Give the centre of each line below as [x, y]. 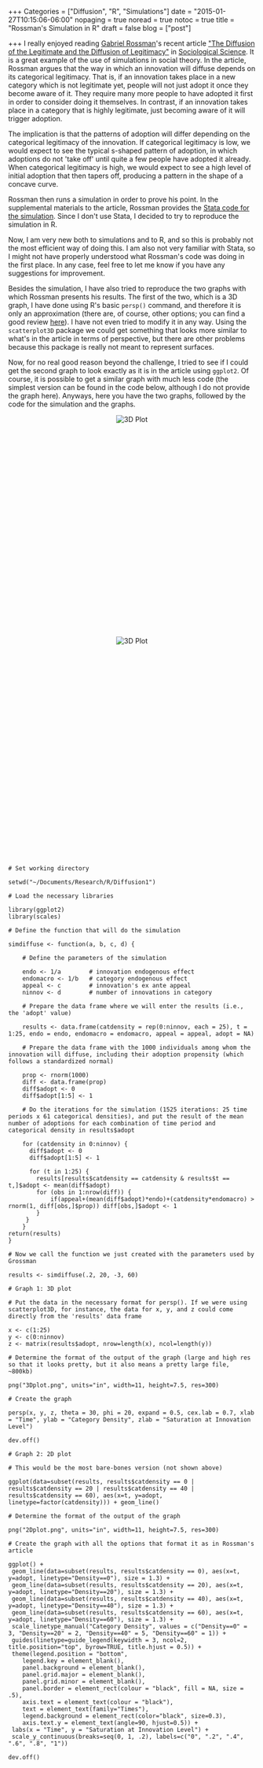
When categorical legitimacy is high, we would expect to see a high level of [130, 167]
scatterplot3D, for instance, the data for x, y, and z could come [121, 1310]
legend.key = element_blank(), [73, 1661]
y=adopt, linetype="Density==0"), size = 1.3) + [89, 1578]
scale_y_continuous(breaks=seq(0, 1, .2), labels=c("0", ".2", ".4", [128, 1736]
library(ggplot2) [37, 910]
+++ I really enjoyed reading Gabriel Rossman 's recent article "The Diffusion [131, 43]
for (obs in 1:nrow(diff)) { [84, 1192]
